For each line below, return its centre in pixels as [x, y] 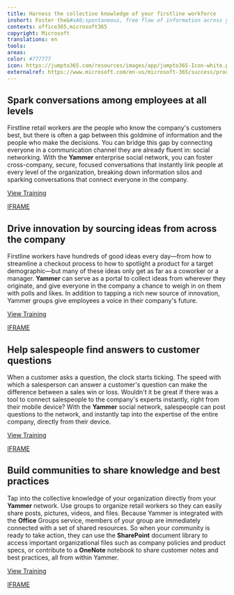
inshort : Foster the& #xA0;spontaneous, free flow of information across [115, 20]
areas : [17, 53]
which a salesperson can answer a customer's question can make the [107, 385]
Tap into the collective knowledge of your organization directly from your [112, 498]
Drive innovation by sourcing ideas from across [112, 228]
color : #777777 [29, 59]
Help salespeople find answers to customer [104, 349]
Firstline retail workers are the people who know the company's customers [114, 128]
